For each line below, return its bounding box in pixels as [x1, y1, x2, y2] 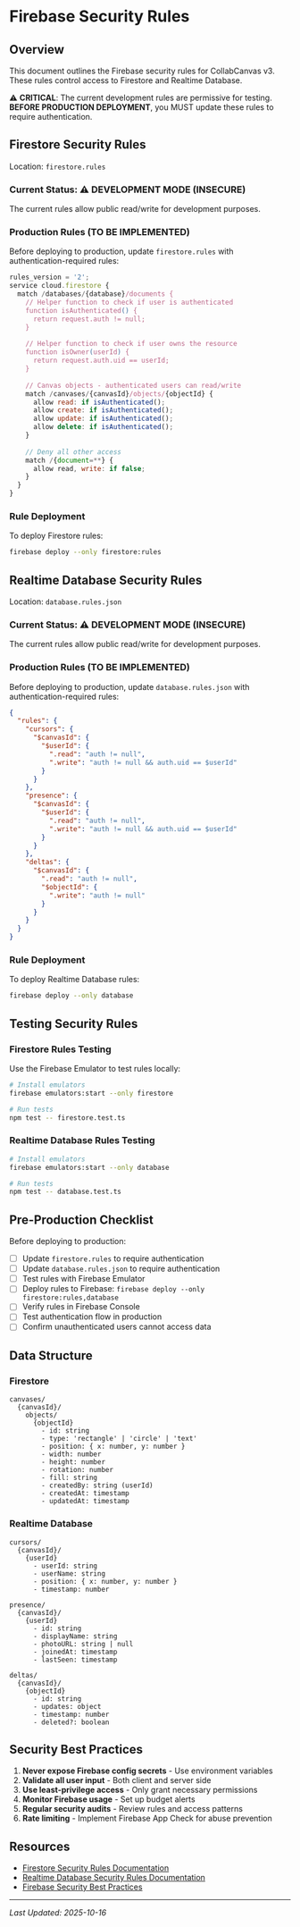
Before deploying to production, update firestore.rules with [9, 246, 234, 257]
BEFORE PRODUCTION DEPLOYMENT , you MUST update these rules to [9, 102, 274, 113]
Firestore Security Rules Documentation [21, 1863, 170, 1873]
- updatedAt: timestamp [41, 1497, 129, 1506]
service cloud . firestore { [9, 282, 110, 290]
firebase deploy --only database [9, 991, 134, 1000]
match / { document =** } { [25, 456, 114, 465]
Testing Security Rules [9, 1016, 138, 1031]
